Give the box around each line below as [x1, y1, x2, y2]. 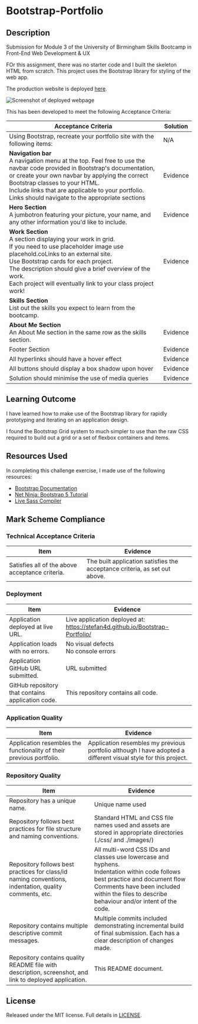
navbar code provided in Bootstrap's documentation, [9, 164, 155, 172]
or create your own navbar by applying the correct [9, 172, 148, 179]
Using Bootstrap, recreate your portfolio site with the [9, 132, 154, 140]
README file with [9, 961, 57, 969]
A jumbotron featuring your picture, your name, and [9, 211, 151, 218]
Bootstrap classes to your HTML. [9, 179, 100, 187]
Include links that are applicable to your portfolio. [9, 186, 144, 194]
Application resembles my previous [88, 739, 186, 747]
